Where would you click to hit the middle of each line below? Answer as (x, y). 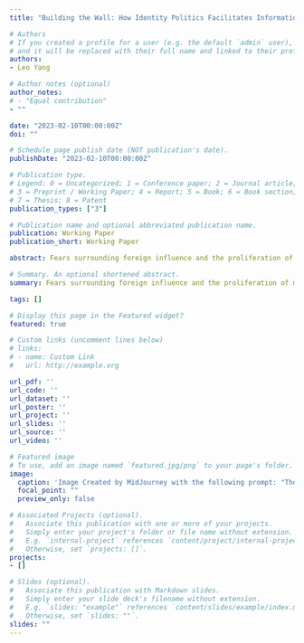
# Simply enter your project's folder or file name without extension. (152, 532)
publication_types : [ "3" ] (58, 209)
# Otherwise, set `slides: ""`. (75, 616)
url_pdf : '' (32, 382)
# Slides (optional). (50, 582)
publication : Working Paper (62, 233)
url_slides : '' (38, 424)
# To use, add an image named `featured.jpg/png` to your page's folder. (152, 465)
